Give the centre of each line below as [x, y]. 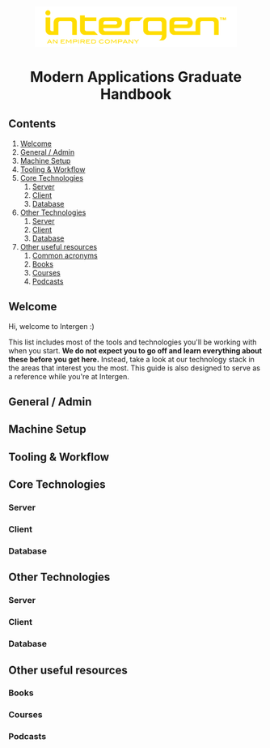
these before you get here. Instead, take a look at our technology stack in [131, 359]
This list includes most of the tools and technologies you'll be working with [133, 342]
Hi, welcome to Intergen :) [51, 326]
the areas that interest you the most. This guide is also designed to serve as [135, 368]
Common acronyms [65, 255]
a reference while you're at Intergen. [69, 376]
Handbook [136, 94]
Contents [32, 124]
